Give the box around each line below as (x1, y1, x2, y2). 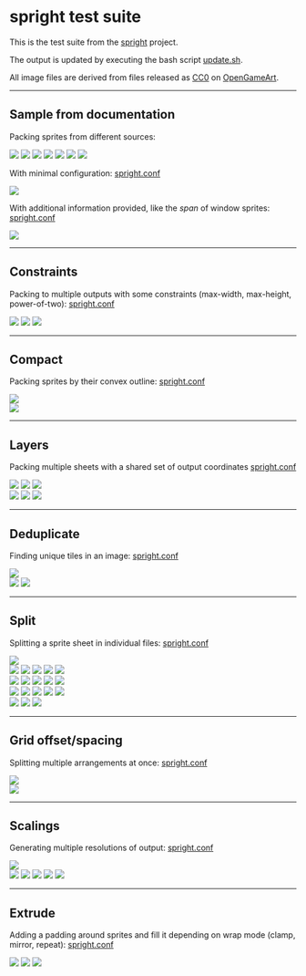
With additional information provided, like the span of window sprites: (9, 202, 270, 213)
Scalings (9, 818, 60, 834)
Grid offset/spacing (9, 732, 123, 749)
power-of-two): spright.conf (9, 298, 116, 309)
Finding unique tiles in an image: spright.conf (9, 550, 179, 561)
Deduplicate (9, 526, 80, 542)
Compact (9, 351, 64, 367)
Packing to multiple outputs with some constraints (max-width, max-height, (9, 288, 292, 299)
